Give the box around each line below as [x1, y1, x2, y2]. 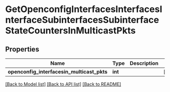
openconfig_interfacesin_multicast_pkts [8, 68, 108, 75]
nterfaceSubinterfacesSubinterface [5, 14, 159, 26]
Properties [5, 45, 39, 53]
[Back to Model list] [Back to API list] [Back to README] [5, 81, 121, 87]
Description [130, 60, 159, 66]
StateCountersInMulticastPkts [5, 25, 136, 36]
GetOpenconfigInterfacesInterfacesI [5, 4, 163, 15]
